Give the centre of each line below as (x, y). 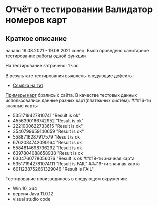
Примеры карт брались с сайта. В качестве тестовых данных (71, 95)
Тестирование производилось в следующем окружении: (66, 179)
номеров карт (36, 20)
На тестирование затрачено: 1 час (42, 66)
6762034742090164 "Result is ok (47, 142)
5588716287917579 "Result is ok (46, 137)
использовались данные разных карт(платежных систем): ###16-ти (78, 100)
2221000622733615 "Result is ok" (48, 126)
